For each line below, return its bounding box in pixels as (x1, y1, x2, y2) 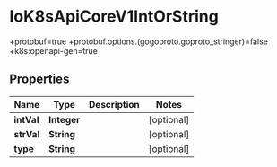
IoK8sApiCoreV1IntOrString (9, 6, 220, 27)
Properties (9, 72, 70, 87)
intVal (13, 113, 39, 126)
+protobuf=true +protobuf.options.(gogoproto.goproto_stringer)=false (9, 36, 269, 47)
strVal (13, 127, 40, 140)
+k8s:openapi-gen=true (9, 45, 99, 56)
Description (88, 98, 141, 110)
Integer (48, 113, 81, 126)
